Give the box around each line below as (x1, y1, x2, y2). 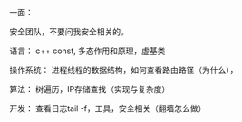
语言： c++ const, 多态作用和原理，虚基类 (9, 45, 166, 56)
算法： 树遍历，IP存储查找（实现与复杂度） (9, 84, 170, 94)
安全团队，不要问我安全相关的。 (9, 26, 129, 37)
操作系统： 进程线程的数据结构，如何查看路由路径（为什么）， (9, 65, 238, 75)
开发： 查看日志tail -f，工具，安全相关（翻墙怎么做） (9, 103, 207, 114)
